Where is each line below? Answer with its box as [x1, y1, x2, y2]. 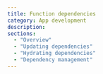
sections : [7, 30, 37, 37]
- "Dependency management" [13, 56, 93, 63]
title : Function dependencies [7, 10, 97, 18]
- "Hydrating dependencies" [13, 50, 97, 57]
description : [7, 23, 46, 30]
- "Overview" [13, 37, 52, 44]
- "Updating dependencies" [13, 43, 93, 50]
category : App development [7, 17, 87, 24]
